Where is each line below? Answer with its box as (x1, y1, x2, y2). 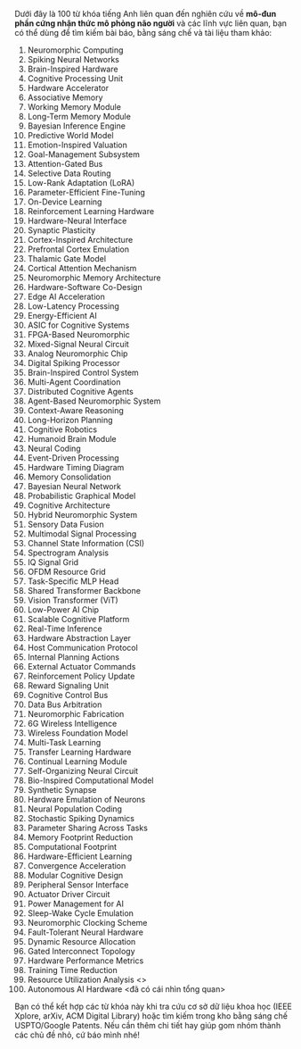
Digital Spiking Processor (27, 358, 120, 368)
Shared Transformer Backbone (27, 586, 142, 595)
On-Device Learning (27, 196, 102, 207)
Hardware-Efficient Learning (27, 851, 133, 862)
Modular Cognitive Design (27, 870, 124, 880)
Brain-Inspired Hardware (27, 63, 118, 74)
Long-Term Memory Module (27, 112, 132, 121)
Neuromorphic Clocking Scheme (27, 918, 148, 928)
